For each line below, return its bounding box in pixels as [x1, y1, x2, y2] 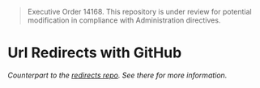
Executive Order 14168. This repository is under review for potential [27, 7, 252, 16]
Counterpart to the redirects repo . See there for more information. [7, 70, 228, 80]
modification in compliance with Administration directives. [27, 15, 221, 25]
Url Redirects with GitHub [7, 44, 182, 62]
